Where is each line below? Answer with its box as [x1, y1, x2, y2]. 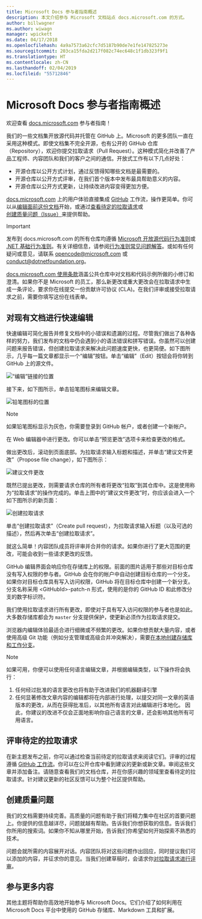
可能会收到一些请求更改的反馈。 [16, 550, 96, 557]
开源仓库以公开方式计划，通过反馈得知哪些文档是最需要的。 [14, 168, 163, 175]
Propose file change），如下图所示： [19, 456, 109, 463]
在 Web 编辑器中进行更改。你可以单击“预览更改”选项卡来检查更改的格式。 [6, 435, 189, 443]
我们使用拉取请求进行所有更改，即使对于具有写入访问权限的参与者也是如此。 [6, 606, 196, 613]
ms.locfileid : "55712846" [6, 71, 71, 77]
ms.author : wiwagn [6, 25, 52, 32]
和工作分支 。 [6, 642, 38, 648]
